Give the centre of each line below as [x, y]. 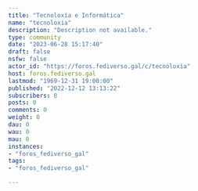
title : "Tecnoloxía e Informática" [66, 15]
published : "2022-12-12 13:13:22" [65, 88]
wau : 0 [19, 132]
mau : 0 [19, 139]
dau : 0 [19, 124]
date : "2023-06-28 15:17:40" [56, 45]
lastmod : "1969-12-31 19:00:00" [61, 81]
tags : [17, 161]
